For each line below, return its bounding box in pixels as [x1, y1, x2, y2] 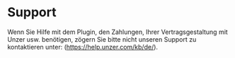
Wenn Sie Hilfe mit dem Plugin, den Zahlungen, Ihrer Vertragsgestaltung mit [7, 28, 228, 36]
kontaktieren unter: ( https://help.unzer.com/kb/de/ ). [7, 42, 158, 51]
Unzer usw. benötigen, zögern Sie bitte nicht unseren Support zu [7, 35, 197, 43]
